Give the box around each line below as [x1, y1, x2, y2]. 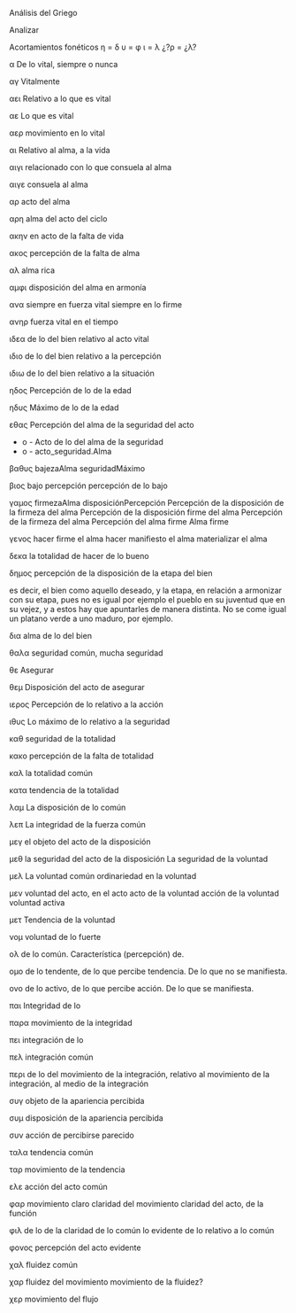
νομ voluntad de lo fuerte [9, 932, 102, 942]
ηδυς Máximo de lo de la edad [9, 402, 119, 413]
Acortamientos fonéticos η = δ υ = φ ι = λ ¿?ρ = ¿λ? [9, 42, 197, 52]
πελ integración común [9, 1052, 94, 1062]
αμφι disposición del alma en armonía [9, 283, 147, 292]
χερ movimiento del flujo [9, 1294, 99, 1304]
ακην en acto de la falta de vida [9, 230, 125, 241]
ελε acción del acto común [9, 1182, 108, 1192]
